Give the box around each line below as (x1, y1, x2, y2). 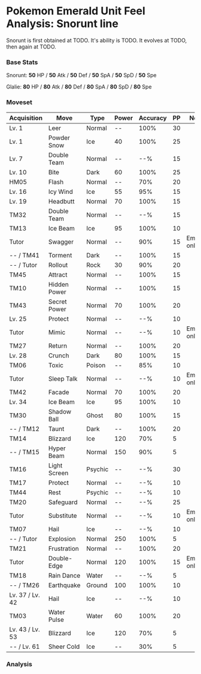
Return (48, 341, 68, 350)
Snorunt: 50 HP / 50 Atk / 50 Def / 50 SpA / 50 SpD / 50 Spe (6, 72, 157, 79)
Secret (48, 297, 67, 306)
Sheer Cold (48, 642, 80, 651)
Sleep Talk (48, 374, 78, 382)
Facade (48, 388, 70, 396)
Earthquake (48, 581, 81, 589)
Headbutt (48, 197, 75, 205)
